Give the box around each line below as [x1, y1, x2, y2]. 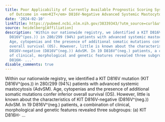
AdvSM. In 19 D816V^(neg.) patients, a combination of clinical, [5, 102, 131, 108]
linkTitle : [5, 21, 27, 26]
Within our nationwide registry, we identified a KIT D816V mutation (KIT [5, 76, 149, 82]
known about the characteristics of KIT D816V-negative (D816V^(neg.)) [5, 96, 149, 102]
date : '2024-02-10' [5, 16, 45, 21]
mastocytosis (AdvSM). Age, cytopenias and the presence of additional [5, 86, 149, 92]
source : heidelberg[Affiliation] [5, 26, 74, 30]
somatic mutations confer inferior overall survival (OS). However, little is [5, 91, 150, 97]
